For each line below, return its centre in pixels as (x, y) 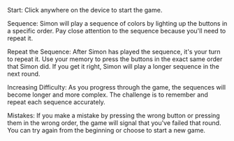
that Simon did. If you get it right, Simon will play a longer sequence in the (114, 66)
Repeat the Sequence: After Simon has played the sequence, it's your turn (114, 52)
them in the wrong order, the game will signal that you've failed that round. (114, 123)
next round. (24, 74)
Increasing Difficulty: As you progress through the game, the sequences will (116, 87)
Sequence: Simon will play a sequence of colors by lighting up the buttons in (117, 23)
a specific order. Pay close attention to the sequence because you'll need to (117, 31)
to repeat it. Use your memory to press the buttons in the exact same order (115, 59)
